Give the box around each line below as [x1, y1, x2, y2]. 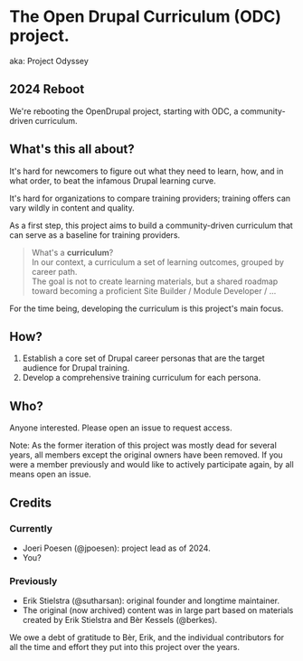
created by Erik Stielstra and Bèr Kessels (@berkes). [22, 615, 218, 626]
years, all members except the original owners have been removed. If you [9, 449, 283, 460]
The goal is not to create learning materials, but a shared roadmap [31, 276, 279, 287]
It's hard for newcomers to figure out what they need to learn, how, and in [9, 165, 284, 176]
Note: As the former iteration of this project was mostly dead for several [9, 440, 278, 451]
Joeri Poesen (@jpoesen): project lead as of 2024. [22, 543, 211, 553]
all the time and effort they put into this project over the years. [9, 642, 240, 653]
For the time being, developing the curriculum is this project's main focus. [9, 303, 284, 314]
